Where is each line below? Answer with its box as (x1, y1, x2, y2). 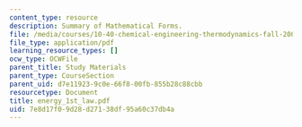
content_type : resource (9, 13, 99, 22)
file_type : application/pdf (9, 38, 115, 47)
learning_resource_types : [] (9, 47, 119, 55)
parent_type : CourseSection (9, 72, 115, 80)
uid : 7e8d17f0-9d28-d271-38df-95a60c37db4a (9, 105, 175, 114)
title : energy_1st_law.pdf (9, 96, 111, 106)
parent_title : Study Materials (9, 63, 127, 72)
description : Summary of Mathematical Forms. (9, 21, 182, 30)
